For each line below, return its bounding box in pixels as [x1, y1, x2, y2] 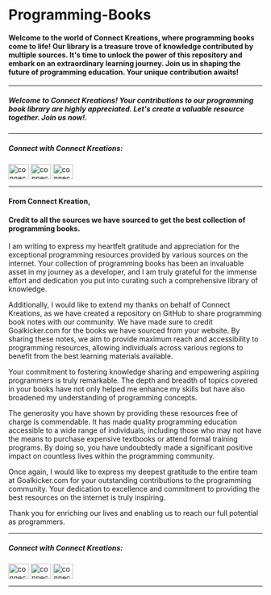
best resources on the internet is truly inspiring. [8, 492, 166, 502]
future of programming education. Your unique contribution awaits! [8, 67, 240, 77]
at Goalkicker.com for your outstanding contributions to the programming [8, 476, 252, 485]
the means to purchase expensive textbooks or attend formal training [8, 434, 238, 444]
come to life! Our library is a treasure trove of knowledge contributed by [8, 41, 254, 51]
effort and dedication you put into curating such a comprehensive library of [8, 276, 258, 286]
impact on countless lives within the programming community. [8, 451, 215, 461]
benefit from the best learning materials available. [8, 351, 173, 361]
